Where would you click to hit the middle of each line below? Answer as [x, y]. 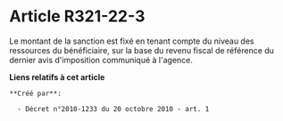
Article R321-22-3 [77, 16]
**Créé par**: [36, 93]
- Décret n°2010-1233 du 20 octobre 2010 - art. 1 [113, 109]
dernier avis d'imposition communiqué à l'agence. [101, 60]
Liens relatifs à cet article [57, 77]
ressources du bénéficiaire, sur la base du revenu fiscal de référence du [142, 50]
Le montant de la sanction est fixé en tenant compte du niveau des [132, 41]
